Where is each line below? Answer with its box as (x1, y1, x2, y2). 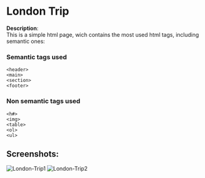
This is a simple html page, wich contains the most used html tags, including (6, 31, 199, 38)
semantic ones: (6, 37, 45, 45)
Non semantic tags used (6, 97, 81, 105)
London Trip (6, 4, 69, 18)
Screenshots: (6, 149, 60, 159)
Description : (6, 24, 39, 32)
